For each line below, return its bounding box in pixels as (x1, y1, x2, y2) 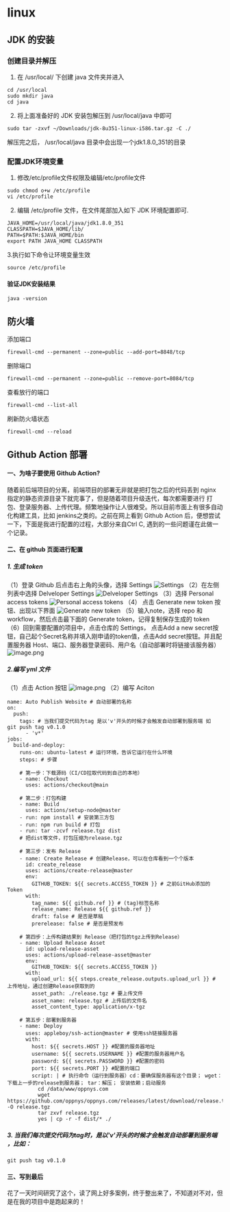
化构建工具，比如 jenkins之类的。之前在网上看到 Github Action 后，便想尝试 (7, 511, 221, 519)
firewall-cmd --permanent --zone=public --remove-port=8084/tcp (7, 375, 194, 382)
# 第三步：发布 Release (19, 848, 81, 855)
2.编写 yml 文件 (7, 665, 51, 673)
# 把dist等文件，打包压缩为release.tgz (19, 834, 123, 842)
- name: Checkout (19, 776, 69, 782)
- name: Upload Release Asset (19, 940, 106, 947)
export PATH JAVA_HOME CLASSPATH (7, 238, 103, 245)
